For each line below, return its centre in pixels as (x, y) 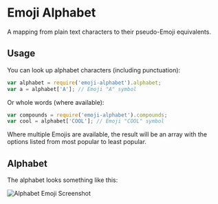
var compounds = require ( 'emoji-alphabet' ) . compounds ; (87, 115)
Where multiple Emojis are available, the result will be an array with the (107, 134)
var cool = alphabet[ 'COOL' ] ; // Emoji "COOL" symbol (86, 121)
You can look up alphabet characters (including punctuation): (94, 70)
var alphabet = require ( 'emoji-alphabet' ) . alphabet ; (84, 83)
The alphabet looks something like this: (63, 180)
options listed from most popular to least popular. (77, 142)
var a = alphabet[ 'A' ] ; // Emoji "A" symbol (72, 89)
